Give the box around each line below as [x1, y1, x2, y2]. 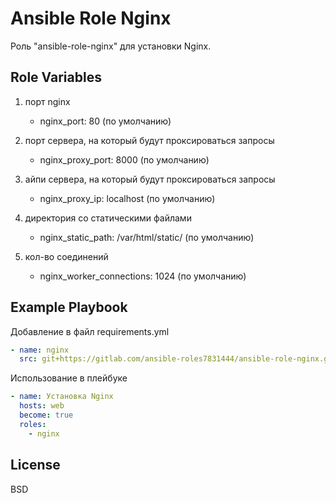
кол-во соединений [24, 250, 109, 262]
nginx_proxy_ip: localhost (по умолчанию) [39, 192, 216, 204]
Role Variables [10, 69, 102, 86]
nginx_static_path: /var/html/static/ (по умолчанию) [39, 231, 255, 243]
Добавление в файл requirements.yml [10, 325, 170, 337]
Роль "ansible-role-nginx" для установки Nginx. [10, 40, 212, 52]
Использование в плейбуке [10, 372, 128, 384]
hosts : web [19, 401, 65, 411]
